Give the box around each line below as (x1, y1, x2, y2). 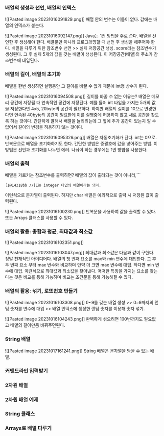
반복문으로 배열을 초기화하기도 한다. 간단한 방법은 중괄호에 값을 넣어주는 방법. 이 (5, 141, 158, 146)
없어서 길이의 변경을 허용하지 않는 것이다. (5, 124, 84, 130)
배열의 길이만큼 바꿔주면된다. (10, 322, 66, 328)
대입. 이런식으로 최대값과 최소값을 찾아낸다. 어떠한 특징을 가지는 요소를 (14, 268, 149, 274)
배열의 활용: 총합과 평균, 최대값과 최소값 (5, 228, 93, 235)
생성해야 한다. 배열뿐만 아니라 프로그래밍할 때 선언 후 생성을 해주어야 (19, 39, 150, 45)
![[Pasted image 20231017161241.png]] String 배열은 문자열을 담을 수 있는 (5, 348, 149, 354)
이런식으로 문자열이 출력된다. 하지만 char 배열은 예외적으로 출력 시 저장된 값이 (5, 192, 154, 198)
